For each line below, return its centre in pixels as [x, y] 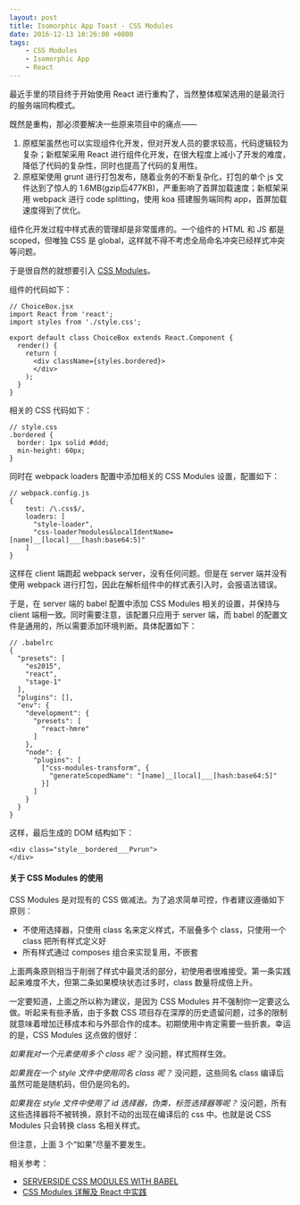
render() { [37, 345]
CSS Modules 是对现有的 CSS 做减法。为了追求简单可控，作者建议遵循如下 [147, 900]
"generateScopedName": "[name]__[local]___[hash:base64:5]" [163, 775]
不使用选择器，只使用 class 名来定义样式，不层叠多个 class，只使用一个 [154, 930]
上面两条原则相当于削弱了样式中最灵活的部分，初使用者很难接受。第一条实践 [150, 972]
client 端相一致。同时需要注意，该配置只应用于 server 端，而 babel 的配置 [145, 614]
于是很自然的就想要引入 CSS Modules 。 [82, 270]
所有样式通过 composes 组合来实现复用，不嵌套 [110, 952]
